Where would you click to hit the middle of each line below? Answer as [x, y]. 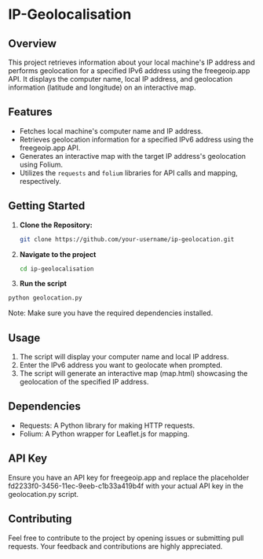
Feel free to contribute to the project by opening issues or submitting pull [126, 538]
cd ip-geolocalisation [57, 269]
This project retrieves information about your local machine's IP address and [131, 62]
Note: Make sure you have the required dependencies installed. [111, 313]
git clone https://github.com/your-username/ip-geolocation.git [127, 239]
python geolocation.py [45, 298]
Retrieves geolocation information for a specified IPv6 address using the [136, 139]
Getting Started [47, 206]
